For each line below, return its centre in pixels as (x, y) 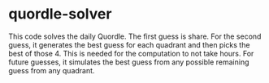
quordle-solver (60, 14)
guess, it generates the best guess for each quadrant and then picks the (129, 44)
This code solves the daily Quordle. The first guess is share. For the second (135, 36)
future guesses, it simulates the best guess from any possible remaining (129, 62)
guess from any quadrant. (52, 70)
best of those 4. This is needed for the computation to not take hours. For (131, 53)
